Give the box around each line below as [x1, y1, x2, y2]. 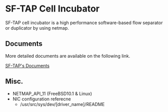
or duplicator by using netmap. [5, 25, 69, 31]
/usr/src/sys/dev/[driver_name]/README [20, 101, 105, 107]
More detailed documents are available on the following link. [5, 53, 130, 59]
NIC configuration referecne [12, 96, 71, 102]
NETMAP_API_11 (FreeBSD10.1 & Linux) [12, 90, 92, 96]
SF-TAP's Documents [5, 62, 49, 68]
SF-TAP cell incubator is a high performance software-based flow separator [5, 20, 163, 26]
